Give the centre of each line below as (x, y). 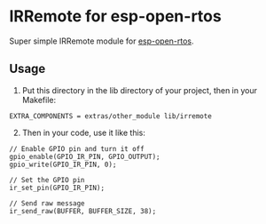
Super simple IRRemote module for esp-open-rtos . (102, 41)
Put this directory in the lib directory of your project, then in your (140, 90)
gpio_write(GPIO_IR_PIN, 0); (63, 164)
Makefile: (39, 100)
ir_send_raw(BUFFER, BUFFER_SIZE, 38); (83, 211)
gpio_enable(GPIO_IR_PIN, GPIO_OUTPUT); (85, 156)
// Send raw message (47, 203)
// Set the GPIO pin (47, 180)
